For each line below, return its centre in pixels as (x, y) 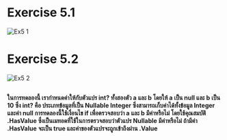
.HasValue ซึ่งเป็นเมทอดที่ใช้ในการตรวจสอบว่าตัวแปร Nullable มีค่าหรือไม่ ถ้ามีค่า (103, 121)
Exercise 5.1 (41, 13)
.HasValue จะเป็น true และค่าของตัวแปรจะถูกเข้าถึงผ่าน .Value (82, 128)
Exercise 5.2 (43, 59)
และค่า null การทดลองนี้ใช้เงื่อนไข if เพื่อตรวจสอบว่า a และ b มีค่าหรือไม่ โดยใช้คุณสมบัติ (107, 113)
